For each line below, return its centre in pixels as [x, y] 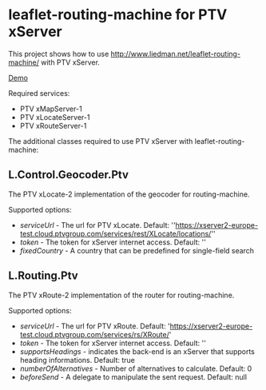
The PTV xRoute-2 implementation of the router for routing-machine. [121, 295]
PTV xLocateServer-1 [55, 117]
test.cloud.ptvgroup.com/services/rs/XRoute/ [94, 334]
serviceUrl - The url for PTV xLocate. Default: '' [97, 225]
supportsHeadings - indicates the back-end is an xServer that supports [137, 351]
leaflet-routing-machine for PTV [118, 15]
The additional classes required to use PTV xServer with [101, 141]
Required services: [39, 93]
